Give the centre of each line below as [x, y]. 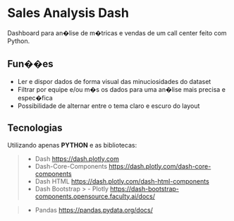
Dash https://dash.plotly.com [77, 159]
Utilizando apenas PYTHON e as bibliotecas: [72, 145]
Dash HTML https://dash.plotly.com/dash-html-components [122, 181]
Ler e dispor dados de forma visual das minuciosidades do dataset [114, 81]
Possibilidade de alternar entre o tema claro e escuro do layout [109, 106]
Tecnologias [35, 128]
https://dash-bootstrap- [145, 189]
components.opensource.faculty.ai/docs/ [95, 196]
